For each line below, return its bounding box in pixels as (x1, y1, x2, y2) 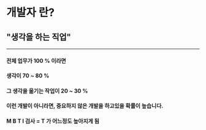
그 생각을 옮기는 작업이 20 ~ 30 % (6, 87, 88, 95)
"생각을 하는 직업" (6, 32, 72, 42)
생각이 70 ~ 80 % (6, 72, 50, 79)
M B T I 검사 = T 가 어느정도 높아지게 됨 (6, 117, 100, 125)
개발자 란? (6, 5, 55, 20)
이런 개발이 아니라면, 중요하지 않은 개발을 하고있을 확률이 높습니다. (6, 102, 164, 110)
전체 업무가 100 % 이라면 (6, 57, 66, 64)
